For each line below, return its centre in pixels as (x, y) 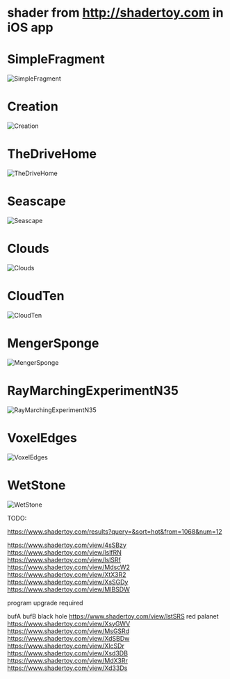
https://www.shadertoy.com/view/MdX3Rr (68, 660)
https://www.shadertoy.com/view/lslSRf (64, 559)
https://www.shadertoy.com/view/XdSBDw (68, 638)
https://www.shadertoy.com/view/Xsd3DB (68, 653)
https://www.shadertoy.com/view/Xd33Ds (67, 668)
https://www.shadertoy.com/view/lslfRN (64, 552)
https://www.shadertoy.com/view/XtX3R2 (67, 574)
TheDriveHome (52, 154)
